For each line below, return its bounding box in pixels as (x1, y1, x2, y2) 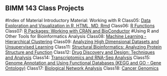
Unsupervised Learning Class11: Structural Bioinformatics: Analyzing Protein (5, 43, 162, 49)
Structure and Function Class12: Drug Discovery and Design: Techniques (5, 49, 155, 55)
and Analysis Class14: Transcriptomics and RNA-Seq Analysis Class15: (5, 54, 151, 60)
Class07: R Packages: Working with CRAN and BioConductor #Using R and (5, 27, 159, 34)
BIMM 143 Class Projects (5, 4, 84, 12)
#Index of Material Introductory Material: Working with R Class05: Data (5, 17, 151, 23)
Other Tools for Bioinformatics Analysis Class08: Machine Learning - (5, 33, 146, 39)
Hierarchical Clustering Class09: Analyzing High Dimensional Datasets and (5, 38, 159, 44)
